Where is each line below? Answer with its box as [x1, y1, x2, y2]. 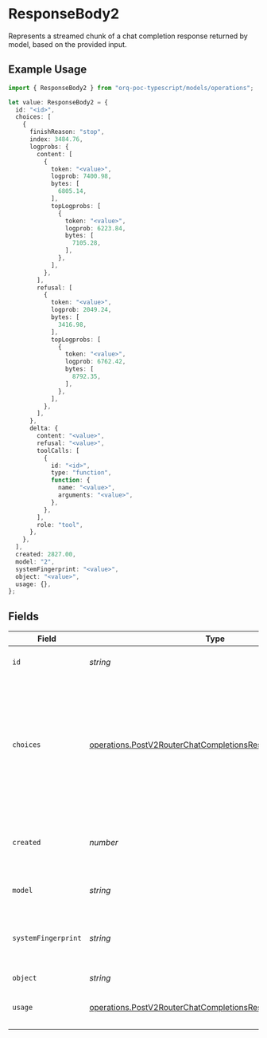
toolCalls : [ [37, 446, 80, 454]
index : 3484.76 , [29, 136, 83, 144]
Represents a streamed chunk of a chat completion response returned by [8, 31, 248, 41]
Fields [8, 609, 40, 623]
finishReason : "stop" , [29, 128, 105, 136]
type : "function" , [50, 469, 112, 477]
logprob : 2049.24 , [50, 306, 112, 314]
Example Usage [8, 63, 87, 77]
